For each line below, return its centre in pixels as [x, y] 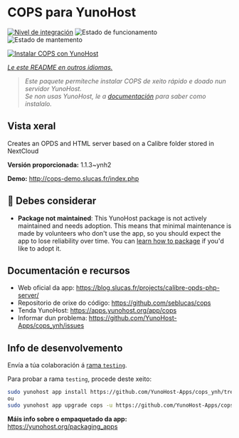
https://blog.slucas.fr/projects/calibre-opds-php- [148, 288]
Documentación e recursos [69, 270]
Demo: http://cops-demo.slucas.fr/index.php [73, 178]
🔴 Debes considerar [52, 201]
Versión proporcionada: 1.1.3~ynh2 [59, 165]
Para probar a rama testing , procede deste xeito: [80, 379]
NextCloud [23, 151]
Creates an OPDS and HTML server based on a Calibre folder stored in [111, 143]
